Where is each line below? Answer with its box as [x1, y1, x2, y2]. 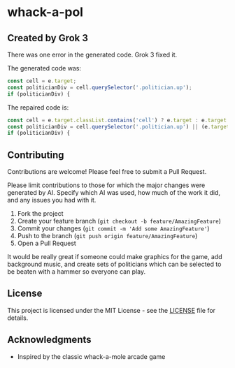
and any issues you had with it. [7, 196, 97, 205]
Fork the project [17, 209, 64, 218]
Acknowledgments [7, 334, 92, 346]
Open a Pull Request [17, 239, 77, 248]
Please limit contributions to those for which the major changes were [7, 181, 206, 189]
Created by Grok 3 [7, 32, 89, 44]
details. [7, 314, 29, 322]
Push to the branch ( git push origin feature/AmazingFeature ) [17, 232, 198, 240]
